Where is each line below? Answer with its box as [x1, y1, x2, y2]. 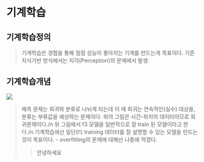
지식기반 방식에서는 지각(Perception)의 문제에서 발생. [21, 57, 150, 64]
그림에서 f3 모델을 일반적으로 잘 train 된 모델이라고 [61, 120, 182, 128]
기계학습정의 [6, 32, 51, 42]
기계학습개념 [6, 76, 51, 87]
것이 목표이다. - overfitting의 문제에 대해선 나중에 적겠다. [21, 136, 157, 143]
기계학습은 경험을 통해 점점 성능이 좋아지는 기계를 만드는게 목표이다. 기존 [21, 50, 195, 56]
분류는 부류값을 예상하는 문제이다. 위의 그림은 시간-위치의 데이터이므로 [21, 112, 190, 120]
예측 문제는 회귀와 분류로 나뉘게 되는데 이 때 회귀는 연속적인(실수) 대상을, [21, 105, 195, 112]
